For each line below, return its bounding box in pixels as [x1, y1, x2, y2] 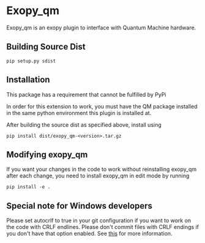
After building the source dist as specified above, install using [6, 121, 162, 129]
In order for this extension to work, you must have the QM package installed [6, 102, 198, 110]
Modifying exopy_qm [6, 149, 88, 160]
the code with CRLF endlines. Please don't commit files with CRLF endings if [6, 223, 199, 231]
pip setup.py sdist [6, 58, 56, 64]
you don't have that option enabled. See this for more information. [6, 230, 173, 237]
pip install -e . [6, 184, 51, 190]
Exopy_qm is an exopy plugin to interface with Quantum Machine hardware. [6, 24, 196, 31]
